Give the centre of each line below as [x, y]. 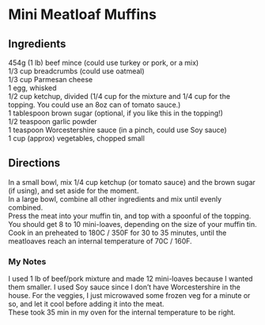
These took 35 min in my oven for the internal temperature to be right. [122, 312]
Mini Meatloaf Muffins [82, 15]
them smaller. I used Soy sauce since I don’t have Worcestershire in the [125, 287]
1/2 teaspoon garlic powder [53, 121]
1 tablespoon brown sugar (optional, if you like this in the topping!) [116, 113]
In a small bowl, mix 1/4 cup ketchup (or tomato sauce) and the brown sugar [132, 182]
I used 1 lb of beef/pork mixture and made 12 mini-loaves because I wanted [131, 279]
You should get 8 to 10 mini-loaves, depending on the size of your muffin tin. [132, 224]
